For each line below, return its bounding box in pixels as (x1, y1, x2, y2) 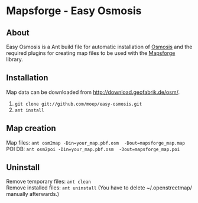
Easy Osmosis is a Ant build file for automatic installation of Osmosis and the (6, 43, 193, 50)
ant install (14, 107, 44, 113)
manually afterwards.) (6, 191, 60, 198)
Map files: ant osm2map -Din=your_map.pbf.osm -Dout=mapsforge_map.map (6, 139, 185, 146)
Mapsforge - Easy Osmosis (6, 4, 142, 18)
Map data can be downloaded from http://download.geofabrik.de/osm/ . (6, 89, 180, 96)
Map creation (6, 123, 56, 133)
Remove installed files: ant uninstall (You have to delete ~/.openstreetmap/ (6, 184, 192, 191)
